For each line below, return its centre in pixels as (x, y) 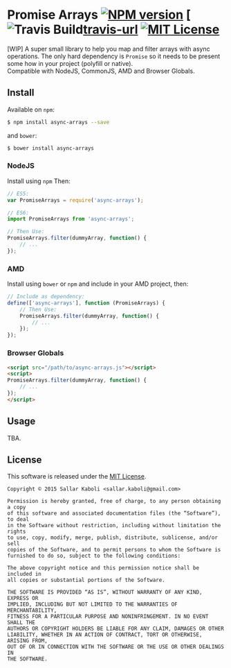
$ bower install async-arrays (51, 148)
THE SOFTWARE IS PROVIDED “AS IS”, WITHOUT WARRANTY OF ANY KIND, (105, 592)
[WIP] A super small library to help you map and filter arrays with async (109, 49)
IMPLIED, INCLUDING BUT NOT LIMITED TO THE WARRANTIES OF (92, 605)
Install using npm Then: (39, 181)
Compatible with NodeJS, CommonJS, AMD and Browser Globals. (101, 71)
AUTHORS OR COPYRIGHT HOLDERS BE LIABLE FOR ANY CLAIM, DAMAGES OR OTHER (116, 629)
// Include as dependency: (46, 297)
